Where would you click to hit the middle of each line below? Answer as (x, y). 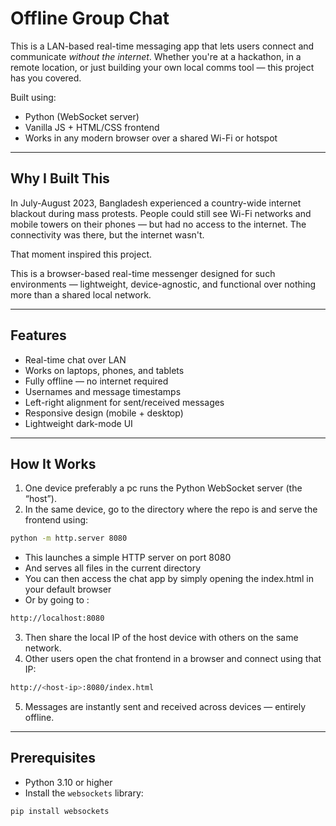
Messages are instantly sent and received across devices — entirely (165, 706)
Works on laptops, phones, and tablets (104, 370)
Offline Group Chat (90, 18)
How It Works (53, 463)
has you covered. (46, 78)
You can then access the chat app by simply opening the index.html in (169, 579)
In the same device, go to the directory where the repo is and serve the (171, 509)
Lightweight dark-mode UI (78, 423)
